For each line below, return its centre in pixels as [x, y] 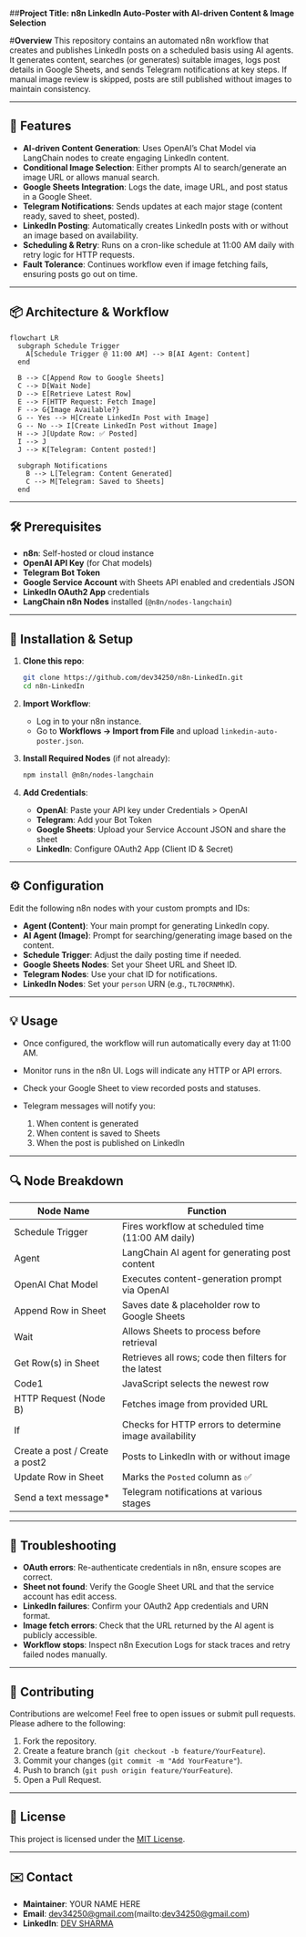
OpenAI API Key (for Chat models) [87, 563]
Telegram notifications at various [192, 1492]
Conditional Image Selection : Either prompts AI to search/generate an [154, 167]
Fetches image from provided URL [195, 1405]
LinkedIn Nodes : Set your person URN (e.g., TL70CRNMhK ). [128, 984]
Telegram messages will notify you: [89, 1106]
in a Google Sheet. [57, 196]
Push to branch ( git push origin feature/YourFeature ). [128, 1770]
